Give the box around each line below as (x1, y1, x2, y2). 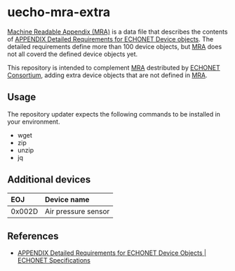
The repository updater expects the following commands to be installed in (7, 110, 221, 118)
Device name (44, 194, 90, 204)
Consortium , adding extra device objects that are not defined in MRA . (7, 71, 208, 79)
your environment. (7, 117, 60, 126)
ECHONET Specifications (17, 256, 91, 265)
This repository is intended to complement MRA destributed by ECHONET (7, 63, 220, 72)
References (7, 230, 59, 242)
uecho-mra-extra (7, 4, 111, 20)
